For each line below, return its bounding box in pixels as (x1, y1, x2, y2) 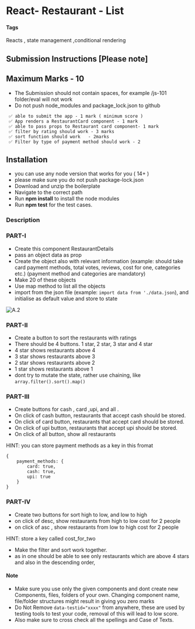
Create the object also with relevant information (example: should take (14, 257, 184, 264)
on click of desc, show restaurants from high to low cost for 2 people (14, 517, 181, 524)
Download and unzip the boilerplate (14, 183, 100, 190)
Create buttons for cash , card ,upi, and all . (14, 406, 119, 413)
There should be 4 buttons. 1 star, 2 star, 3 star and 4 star (14, 340, 153, 347)
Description (6, 216, 40, 224)
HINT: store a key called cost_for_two (6, 535, 96, 542)
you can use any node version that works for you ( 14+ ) (14, 170, 149, 177)
